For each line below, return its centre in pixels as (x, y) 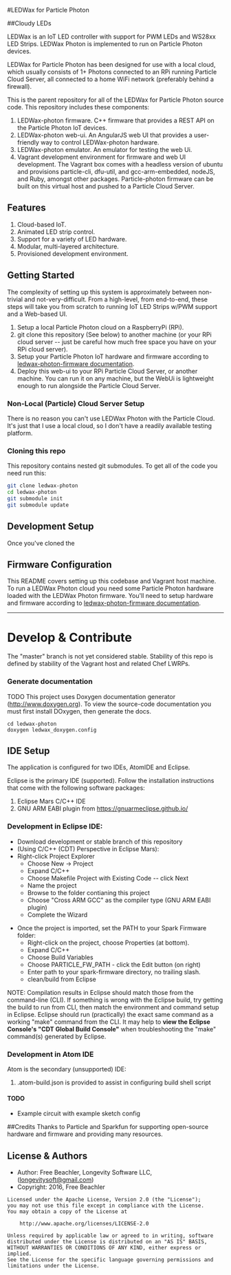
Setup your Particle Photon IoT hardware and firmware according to (113, 356)
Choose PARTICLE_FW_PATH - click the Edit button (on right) (114, 964)
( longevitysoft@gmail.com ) (55, 1180)
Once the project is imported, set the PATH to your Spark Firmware (112, 928)
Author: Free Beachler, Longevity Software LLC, (85, 1172)
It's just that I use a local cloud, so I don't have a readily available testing (109, 425)
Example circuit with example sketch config (79, 1113)
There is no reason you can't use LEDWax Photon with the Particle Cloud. (111, 418)
